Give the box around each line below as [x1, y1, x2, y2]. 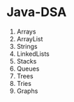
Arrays [16, 27, 36, 36]
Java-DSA [6, 4, 67, 20]
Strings [16, 42, 38, 50]
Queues [16, 64, 40, 73]
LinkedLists [16, 50, 50, 58]
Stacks [16, 57, 37, 65]
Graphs [16, 87, 38, 95]
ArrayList [16, 34, 43, 43]
